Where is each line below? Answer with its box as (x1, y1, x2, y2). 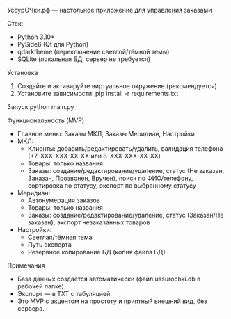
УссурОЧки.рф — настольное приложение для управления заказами (7, 6, 212, 14)
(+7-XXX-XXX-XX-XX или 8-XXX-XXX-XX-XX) (27, 152, 161, 160)
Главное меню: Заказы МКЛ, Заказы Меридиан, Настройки (17, 130, 195, 138)
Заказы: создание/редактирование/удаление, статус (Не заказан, (27, 167, 225, 174)
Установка (7, 69, 38, 76)
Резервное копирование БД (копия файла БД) (27, 248, 166, 256)
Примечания (7, 261, 45, 270)
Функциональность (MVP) (7, 116, 85, 124)
